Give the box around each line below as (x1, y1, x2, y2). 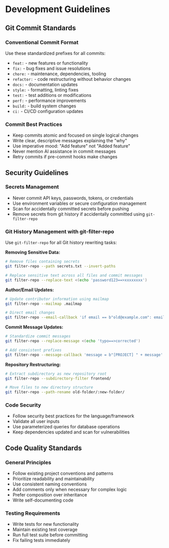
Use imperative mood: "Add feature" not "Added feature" (12, 143, 131, 149)
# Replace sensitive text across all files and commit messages (5, 272, 143, 278)
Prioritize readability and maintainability (12, 476, 95, 482)
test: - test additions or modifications (12, 92, 92, 98)
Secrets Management (5, 183, 59, 190)
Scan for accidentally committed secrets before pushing (12, 205, 129, 211)
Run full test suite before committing (12, 532, 88, 538)
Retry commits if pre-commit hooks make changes (12, 154, 118, 160)
